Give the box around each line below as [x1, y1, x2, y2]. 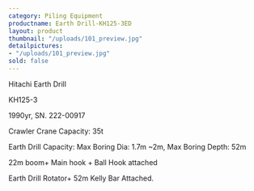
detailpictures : [8, 42, 63, 50]
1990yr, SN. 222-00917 [8, 110, 86, 120]
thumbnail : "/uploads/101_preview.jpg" [8, 34, 143, 43]
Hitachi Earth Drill [8, 79, 67, 89]
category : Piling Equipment [8, 11, 104, 20]
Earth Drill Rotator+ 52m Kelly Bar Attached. [8, 173, 155, 183]
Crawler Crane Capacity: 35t [8, 126, 104, 136]
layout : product [8, 27, 63, 35]
